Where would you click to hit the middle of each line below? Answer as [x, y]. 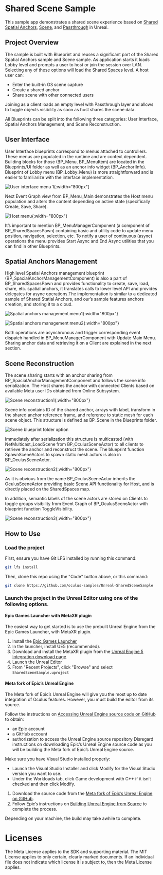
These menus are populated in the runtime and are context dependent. [76, 156]
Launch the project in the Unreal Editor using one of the [72, 598]
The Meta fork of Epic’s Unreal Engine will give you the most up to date [76, 694]
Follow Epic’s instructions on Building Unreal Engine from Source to [79, 804]
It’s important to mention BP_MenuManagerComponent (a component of [77, 225]
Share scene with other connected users [53, 95]
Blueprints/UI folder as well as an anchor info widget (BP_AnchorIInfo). [76, 167]
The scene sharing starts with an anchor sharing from [59, 375]
